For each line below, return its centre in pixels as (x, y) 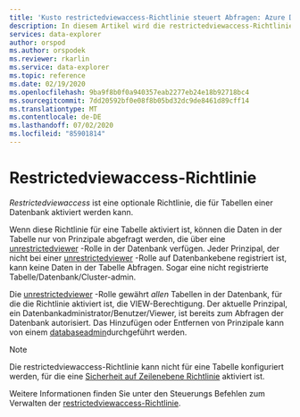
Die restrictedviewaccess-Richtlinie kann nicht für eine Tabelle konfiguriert (146, 366)
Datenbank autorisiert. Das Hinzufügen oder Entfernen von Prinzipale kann (146, 322)
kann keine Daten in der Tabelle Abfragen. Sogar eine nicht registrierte (139, 267)
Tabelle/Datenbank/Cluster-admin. (73, 277)
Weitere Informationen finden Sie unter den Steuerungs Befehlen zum (137, 393)
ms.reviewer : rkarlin (50, 59)
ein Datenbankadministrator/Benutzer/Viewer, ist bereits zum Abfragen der (146, 313)
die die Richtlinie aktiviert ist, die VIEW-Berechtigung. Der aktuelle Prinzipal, (149, 304)
